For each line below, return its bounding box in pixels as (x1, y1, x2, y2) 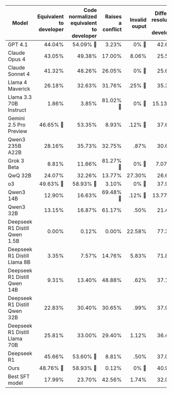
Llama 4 (8, 79, 27, 86)
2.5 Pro (8, 121, 26, 128)
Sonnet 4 (8, 70, 30, 78)
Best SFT (8, 373, 30, 380)
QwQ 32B (8, 172, 32, 179)
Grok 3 (8, 157, 25, 164)
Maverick (8, 85, 31, 92)
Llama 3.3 (8, 93, 32, 101)
